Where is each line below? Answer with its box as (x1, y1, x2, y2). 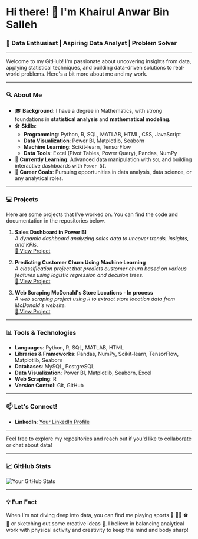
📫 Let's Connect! (6, 403, 58, 411)
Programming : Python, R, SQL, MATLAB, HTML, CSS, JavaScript (23, 130, 181, 138)
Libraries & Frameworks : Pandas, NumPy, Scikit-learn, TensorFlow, (14, 351, 179, 358)
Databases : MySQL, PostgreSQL (14, 363, 95, 370)
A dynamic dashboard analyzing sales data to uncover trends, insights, (14, 235, 189, 242)
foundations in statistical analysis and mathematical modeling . (14, 115, 171, 123)
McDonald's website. (14, 302, 67, 309)
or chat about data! (6, 441, 52, 448)
